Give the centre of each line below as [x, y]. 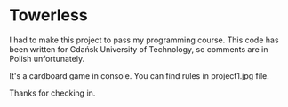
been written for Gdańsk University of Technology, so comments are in [139, 49]
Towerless [48, 15]
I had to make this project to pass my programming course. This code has [144, 40]
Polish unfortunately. [47, 58]
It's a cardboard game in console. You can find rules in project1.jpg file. [139, 75]
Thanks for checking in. [52, 93]
